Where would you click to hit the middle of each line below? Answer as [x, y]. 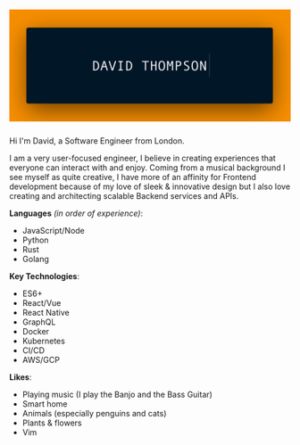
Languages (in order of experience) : [76, 213]
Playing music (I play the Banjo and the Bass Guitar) [117, 394]
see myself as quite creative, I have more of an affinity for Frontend [133, 177]
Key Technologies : [45, 276]
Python [35, 240]
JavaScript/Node [53, 230]
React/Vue [42, 302]
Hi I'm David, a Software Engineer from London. [97, 140]
